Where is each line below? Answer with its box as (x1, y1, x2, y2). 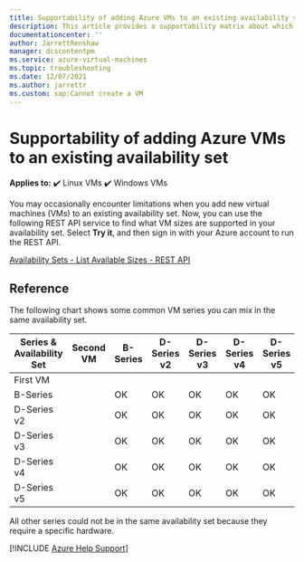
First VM (14, 374, 50, 386)
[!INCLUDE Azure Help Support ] (9, 543, 128, 554)
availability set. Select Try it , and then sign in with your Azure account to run (9, 227, 294, 238)
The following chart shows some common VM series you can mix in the (9, 305, 276, 316)
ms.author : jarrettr (9, 81, 88, 90)
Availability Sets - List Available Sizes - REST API (9, 254, 191, 265)
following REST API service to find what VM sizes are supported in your (9, 218, 276, 229)
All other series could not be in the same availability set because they (9, 516, 268, 527)
